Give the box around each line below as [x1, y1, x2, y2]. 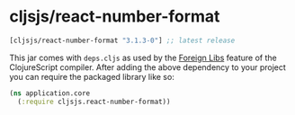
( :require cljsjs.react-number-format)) [17, 97, 171, 106]
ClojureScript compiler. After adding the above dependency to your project [9, 61, 286, 73]
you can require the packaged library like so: [9, 71, 175, 82]
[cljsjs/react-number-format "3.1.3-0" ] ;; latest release [9, 36, 236, 45]
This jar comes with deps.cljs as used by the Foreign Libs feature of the [9, 52, 277, 63]
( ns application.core [9, 88, 91, 98]
